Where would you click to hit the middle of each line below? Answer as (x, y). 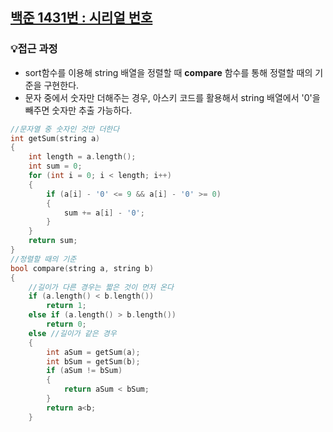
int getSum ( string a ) (55, 138)
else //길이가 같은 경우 (72, 333)
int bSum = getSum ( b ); (93, 361)
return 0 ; (66, 324)
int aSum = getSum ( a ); (93, 352)
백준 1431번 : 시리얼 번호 (81, 18)
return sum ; (53, 241)
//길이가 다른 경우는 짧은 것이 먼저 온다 (101, 287)
